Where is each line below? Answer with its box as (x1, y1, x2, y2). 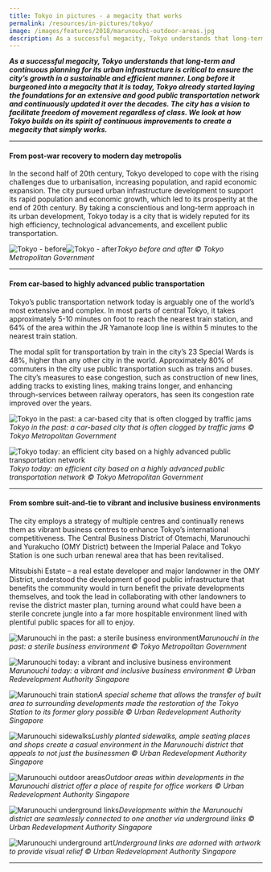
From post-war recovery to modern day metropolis (9, 151, 182, 160)
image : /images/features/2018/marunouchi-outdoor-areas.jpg (9, 27, 216, 35)
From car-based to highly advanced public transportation (9, 279, 205, 289)
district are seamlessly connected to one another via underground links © (9, 813, 255, 823)
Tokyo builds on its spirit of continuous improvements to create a (9, 116, 232, 126)
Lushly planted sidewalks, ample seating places (91, 731, 251, 741)
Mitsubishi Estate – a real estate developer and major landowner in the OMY (9, 566, 261, 575)
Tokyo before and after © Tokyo (117, 244, 224, 254)
